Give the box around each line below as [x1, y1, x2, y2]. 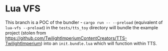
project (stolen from [5, 30, 47, 36]
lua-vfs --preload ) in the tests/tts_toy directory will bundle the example [5, 24, 158, 30]
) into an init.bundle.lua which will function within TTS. [41, 40, 157, 46]
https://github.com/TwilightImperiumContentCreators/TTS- [5, 35, 127, 41]
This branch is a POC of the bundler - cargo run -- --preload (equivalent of [5, 19, 163, 25]
